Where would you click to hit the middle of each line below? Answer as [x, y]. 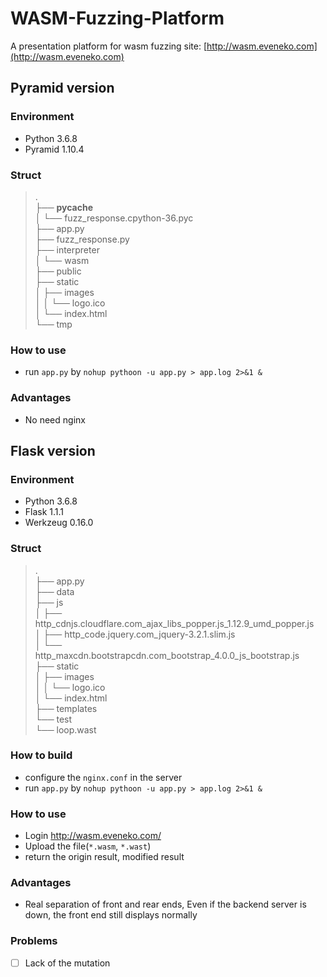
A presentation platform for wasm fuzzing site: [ [109, 46]
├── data [54, 591]
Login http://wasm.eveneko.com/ [93, 836]
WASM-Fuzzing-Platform [117, 18]
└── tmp [53, 324]
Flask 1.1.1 [44, 512]
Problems [34, 941]
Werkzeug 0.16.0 [59, 523]
